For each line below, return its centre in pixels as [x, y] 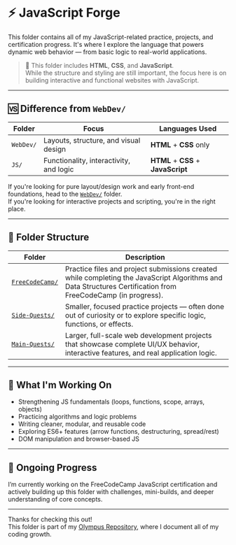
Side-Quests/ [33, 315]
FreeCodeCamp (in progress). [114, 295]
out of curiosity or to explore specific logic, [135, 315]
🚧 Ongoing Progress [53, 468]
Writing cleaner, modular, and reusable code [82, 424]
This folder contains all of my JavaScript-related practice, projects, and [111, 37]
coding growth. [30, 535]
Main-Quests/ [33, 344]
